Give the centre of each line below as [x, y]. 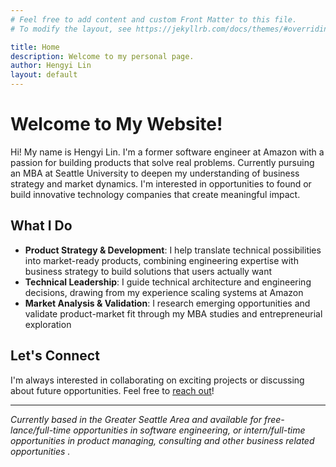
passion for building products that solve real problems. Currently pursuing [162, 162]
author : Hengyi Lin [51, 66]
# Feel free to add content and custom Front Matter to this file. [154, 19]
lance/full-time [41, 430]
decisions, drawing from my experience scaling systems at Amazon [164, 292]
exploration [48, 324]
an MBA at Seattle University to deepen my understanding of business [155, 173]
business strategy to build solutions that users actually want [148, 271]
